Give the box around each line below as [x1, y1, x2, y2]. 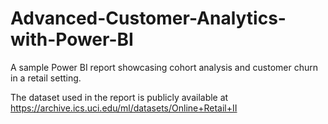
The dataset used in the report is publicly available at [10, 91, 229, 103]
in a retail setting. [10, 72, 82, 84]
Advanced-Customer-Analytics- [10, 7, 287, 30]
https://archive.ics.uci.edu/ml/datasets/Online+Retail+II [10, 102, 238, 114]
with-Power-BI [10, 28, 134, 51]
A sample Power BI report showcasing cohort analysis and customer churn [10, 61, 318, 73]
